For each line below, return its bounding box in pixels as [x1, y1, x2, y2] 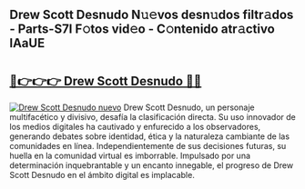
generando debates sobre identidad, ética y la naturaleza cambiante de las [9, 131, 290, 142]
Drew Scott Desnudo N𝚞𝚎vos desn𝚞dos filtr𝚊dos [9, 7, 294, 23]
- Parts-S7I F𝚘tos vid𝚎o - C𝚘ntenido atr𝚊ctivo [9, 22, 275, 37]
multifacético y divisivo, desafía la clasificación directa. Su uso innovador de [9, 112, 296, 122]
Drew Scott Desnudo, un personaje [123, 102, 255, 113]
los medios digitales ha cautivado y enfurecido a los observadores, [9, 122, 261, 132]
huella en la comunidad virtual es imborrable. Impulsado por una [9, 150, 251, 161]
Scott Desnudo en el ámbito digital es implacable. [9, 170, 196, 180]
